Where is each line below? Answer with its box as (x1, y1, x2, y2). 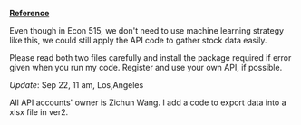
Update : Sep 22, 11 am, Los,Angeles (9, 80, 144, 90)
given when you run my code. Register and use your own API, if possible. (9, 62, 283, 72)
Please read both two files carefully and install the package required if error (9, 53, 292, 62)
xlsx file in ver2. (9, 107, 69, 117)
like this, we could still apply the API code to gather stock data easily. (9, 35, 267, 45)
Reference (9, 8, 50, 18)
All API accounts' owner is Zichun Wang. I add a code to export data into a (9, 97, 287, 108)
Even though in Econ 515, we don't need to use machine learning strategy (9, 25, 284, 35)
